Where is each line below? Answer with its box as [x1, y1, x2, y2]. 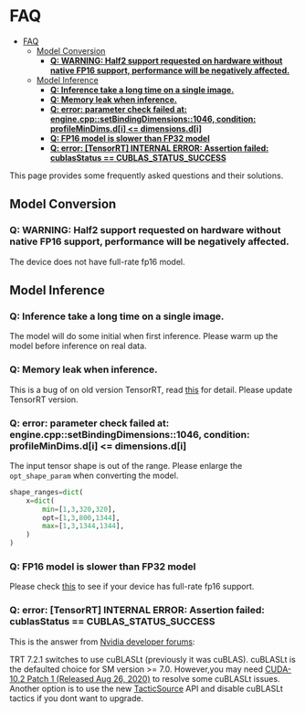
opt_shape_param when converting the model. [9, 470, 179, 481]
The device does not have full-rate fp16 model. [9, 256, 185, 267]
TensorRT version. [9, 394, 79, 405]
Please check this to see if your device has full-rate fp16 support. [9, 581, 255, 592]
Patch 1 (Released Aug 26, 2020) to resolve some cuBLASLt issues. [26, 673, 280, 684]
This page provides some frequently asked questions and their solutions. [9, 170, 284, 181]
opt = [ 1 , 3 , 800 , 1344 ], [42, 513, 121, 522]
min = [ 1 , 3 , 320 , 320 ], [42, 505, 117, 514]
